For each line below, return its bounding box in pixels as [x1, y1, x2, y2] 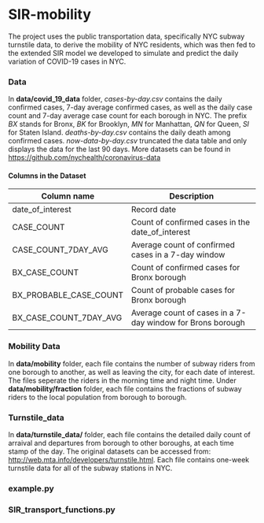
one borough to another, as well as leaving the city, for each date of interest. [8, 367, 255, 376]
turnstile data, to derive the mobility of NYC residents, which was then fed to [8, 39, 255, 49]
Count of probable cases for [130, 285, 236, 296]
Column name [41, 191, 95, 202]
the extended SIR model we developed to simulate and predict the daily [8, 48, 239, 57]
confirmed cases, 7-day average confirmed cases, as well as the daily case [8, 102, 253, 112]
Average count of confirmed [130, 239, 236, 250]
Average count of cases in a [130, 307, 234, 318]
